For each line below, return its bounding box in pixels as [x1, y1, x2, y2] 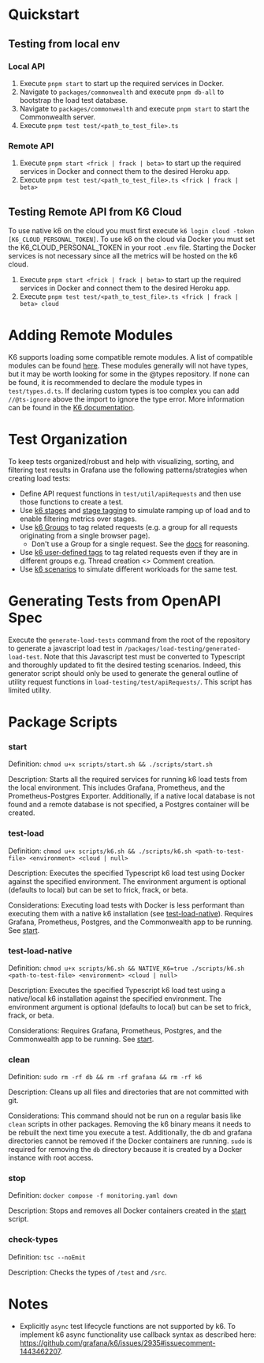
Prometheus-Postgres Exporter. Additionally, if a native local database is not [8, 791, 255, 801]
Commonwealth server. [19, 112, 96, 122]
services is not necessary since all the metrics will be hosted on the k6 [8, 251, 238, 260]
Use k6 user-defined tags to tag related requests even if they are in [19, 547, 239, 557]
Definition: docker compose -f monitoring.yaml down [8, 1191, 178, 1200]
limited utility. [8, 685, 51, 695]
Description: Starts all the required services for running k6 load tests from [8, 775, 247, 784]
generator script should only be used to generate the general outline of [8, 668, 239, 678]
